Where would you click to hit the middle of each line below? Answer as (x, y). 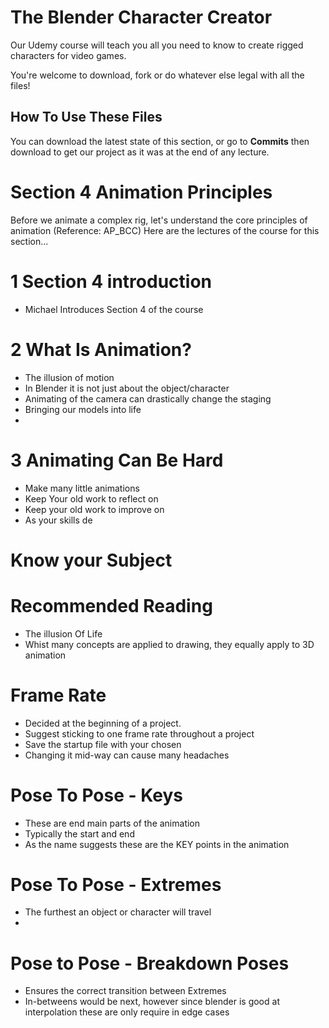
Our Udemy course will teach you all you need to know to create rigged (157, 45)
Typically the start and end (79, 833)
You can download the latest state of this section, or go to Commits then (160, 141)
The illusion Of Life (63, 633)
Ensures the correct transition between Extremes (125, 991)
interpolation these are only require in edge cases (127, 1012)
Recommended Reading (111, 605)
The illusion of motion (69, 377)
